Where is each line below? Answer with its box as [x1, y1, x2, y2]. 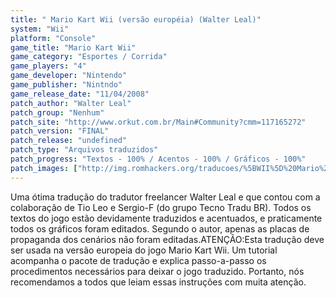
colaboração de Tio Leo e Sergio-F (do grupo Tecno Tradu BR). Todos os [10, 201, 312, 213]
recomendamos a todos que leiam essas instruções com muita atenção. [10, 276, 307, 288]
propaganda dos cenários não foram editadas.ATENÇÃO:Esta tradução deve [10, 233, 325, 245]
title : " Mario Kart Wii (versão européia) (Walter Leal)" [10, 14, 262, 25]
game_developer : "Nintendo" [10, 71, 128, 81]
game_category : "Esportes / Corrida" [10, 52, 168, 62]
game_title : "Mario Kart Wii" [10, 42, 137, 53]
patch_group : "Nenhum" [10, 107, 105, 118]
